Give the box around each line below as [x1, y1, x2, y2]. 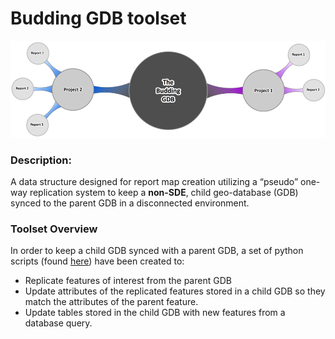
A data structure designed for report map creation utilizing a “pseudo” [10, 176, 299, 188]
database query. [24, 317, 93, 329]
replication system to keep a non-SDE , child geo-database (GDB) [29, 187, 299, 199]
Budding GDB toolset [10, 7, 187, 30]
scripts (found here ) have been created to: [10, 255, 185, 267]
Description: [10, 153, 72, 167]
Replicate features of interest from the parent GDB [24, 275, 232, 287]
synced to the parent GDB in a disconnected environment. [10, 197, 250, 209]
